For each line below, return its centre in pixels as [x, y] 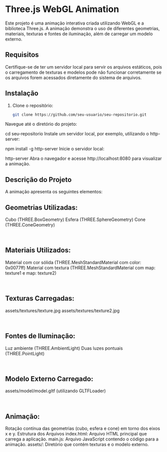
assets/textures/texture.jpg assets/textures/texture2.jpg [62, 310]
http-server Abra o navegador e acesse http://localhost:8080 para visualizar [83, 158]
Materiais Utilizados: [38, 250]
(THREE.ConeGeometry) [30, 225]
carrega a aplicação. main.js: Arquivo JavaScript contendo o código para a [82, 439]
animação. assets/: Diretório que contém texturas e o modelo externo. [77, 444]
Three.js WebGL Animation [62, 9]
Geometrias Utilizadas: [42, 207]
